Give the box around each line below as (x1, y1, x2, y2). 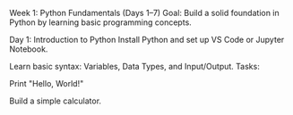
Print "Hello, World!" (9, 78, 84, 88)
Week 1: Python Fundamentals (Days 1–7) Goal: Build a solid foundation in (9, 8, 280, 18)
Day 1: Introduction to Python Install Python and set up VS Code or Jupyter (9, 35, 285, 45)
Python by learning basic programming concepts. (9, 17, 193, 28)
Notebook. (9, 44, 48, 54)
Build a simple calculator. (9, 95, 101, 106)
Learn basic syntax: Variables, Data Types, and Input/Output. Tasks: (9, 62, 260, 71)
